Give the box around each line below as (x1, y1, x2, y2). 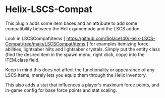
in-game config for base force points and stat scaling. (5, 87, 117, 93)
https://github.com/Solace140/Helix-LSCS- (66, 35, 155, 41)
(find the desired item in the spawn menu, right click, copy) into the (5, 52, 145, 58)
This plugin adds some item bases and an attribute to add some (5, 20, 138, 26)
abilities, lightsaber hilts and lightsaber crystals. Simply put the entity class (5, 46, 160, 52)
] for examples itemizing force (86, 40, 149, 46)
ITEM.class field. (5, 57, 40, 63)
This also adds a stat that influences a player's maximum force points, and (5, 82, 160, 88)
